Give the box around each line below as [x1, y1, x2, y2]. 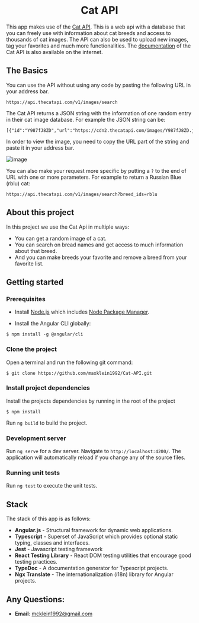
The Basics [6, 66, 49, 76]
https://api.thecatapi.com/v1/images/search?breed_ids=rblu [6, 191, 158, 197]
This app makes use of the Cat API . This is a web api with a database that [6, 23, 185, 30]
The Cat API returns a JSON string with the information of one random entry [6, 109, 191, 116]
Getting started [6, 277, 64, 287]
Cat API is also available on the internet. [6, 48, 103, 55]
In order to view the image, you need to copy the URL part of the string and [6, 138, 190, 145]
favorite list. [14, 260, 44, 267]
